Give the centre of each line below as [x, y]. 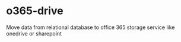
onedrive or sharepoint [34, 33]
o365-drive [35, 11]
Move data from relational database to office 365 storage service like [90, 27]
